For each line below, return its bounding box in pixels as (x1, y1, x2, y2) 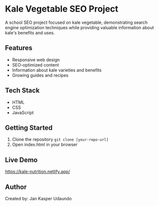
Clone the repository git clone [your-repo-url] (12, 137, 109, 142)
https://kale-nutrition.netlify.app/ (5, 169, 70, 174)
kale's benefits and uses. (5, 30, 55, 35)
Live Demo (5, 155, 38, 164)
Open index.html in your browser (12, 142, 78, 148)
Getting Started (5, 123, 53, 132)
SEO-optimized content (12, 62, 59, 68)
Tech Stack (5, 86, 40, 95)
